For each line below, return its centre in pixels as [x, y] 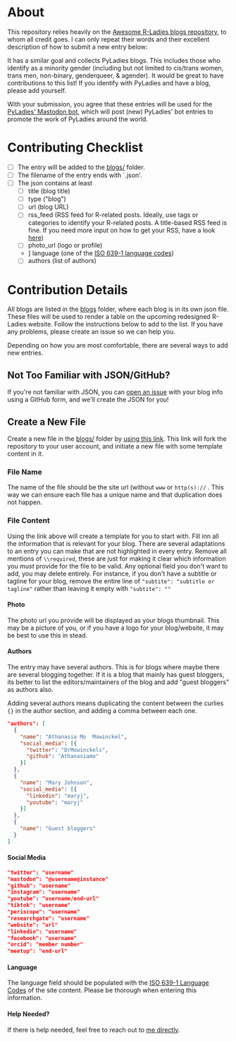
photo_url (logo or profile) [65, 245]
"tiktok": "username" [39, 906]
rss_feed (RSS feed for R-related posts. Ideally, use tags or [113, 215]
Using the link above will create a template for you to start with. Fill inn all [113, 536]
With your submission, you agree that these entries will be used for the [110, 104]
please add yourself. [37, 90]
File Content [29, 520]
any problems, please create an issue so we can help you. [92, 331]
